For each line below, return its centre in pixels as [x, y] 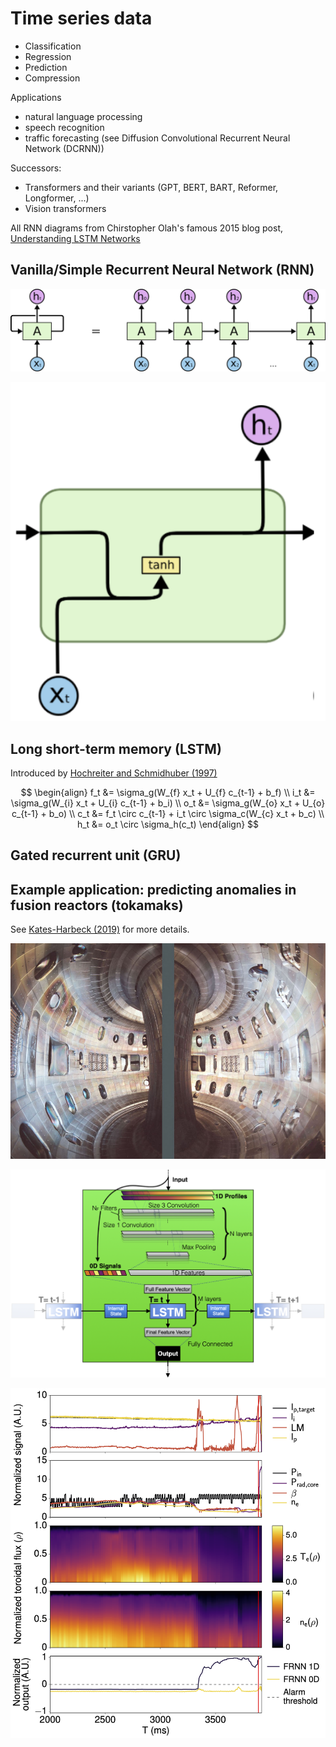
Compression [52, 78]
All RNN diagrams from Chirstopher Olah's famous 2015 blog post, [146, 228]
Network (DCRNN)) [64, 148]
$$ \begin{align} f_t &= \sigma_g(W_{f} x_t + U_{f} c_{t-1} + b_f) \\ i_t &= [168, 792]
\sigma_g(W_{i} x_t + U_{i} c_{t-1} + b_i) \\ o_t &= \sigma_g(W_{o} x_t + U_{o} [168, 803]
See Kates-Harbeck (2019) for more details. [100, 929]
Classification [53, 46]
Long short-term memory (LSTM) [116, 748]
